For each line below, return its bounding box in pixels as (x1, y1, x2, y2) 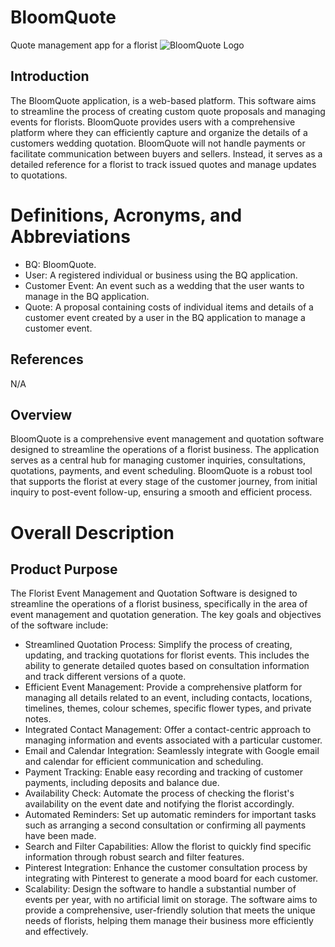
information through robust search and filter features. (24, 851, 245, 863)
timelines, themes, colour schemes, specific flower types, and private (24, 702, 312, 715)
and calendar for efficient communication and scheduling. (24, 756, 264, 768)
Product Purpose (10, 561, 118, 578)
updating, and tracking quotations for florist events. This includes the (24, 649, 310, 661)
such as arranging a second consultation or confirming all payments (24, 819, 307, 831)
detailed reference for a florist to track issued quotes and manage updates (10, 158, 317, 170)
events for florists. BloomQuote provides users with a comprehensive (10, 116, 296, 128)
